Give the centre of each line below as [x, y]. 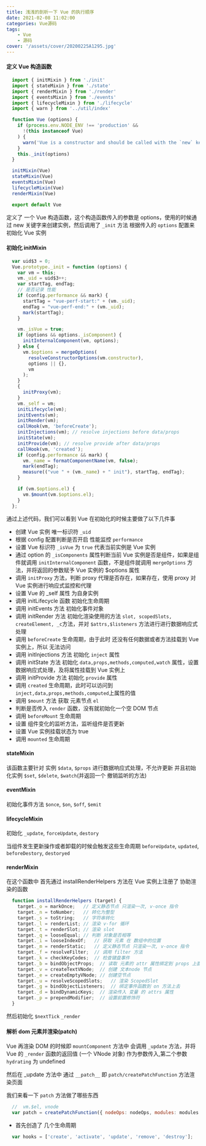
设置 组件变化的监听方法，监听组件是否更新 [70, 723]
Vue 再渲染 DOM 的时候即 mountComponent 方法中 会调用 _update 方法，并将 [101, 1046]
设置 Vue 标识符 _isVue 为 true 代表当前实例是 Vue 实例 [86, 547]
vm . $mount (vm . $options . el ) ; [59, 494]
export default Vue [37, 205]
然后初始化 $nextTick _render [44, 1016]
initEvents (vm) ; [38, 415]
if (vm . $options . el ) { [46, 489]
